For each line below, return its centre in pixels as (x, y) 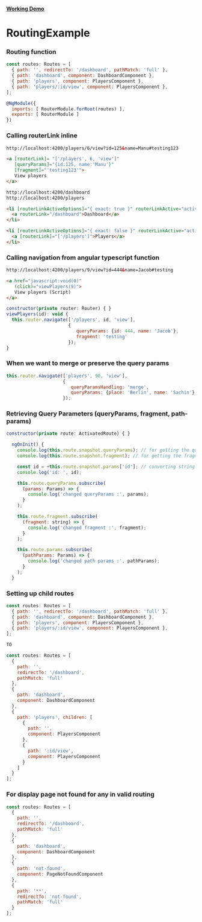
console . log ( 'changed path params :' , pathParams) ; (94, 561)
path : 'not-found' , (41, 869)
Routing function (31, 52)
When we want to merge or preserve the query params (88, 363)
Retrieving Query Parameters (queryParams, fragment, (88, 414)
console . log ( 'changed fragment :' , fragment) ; (87, 528)
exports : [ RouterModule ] (45, 115)
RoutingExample (48, 33)
